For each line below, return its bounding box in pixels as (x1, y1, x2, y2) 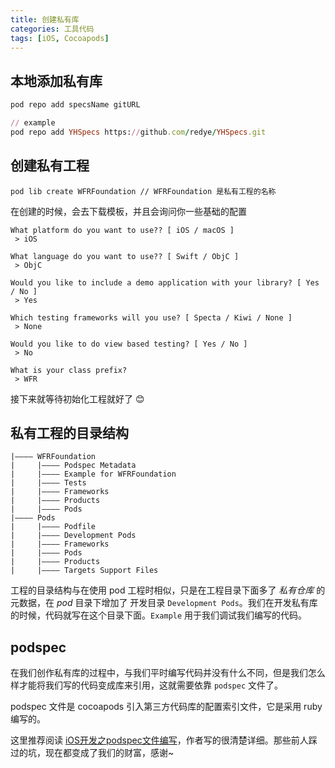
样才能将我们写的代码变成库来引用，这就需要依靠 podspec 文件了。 (10, 679, 283, 691)
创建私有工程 (10, 157, 90, 175)
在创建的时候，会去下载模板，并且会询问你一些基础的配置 (10, 205, 247, 217)
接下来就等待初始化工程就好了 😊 (10, 392, 145, 405)
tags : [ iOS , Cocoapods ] (10, 33, 110, 43)
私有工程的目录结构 (10, 425, 129, 442)
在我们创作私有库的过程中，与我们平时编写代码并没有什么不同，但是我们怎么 (10, 667, 326, 679)
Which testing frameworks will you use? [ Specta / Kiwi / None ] (10, 312, 293, 323)
